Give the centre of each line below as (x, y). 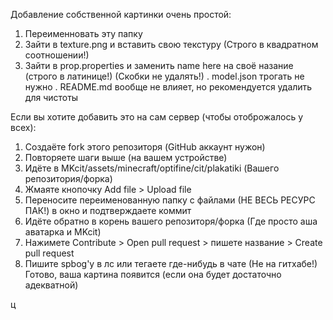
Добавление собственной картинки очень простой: (121, 14)
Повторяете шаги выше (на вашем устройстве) (126, 157)
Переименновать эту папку (83, 33)
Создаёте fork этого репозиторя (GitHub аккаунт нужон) (145, 147)
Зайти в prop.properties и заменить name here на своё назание (159, 65)
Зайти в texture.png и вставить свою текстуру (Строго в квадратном (171, 44)
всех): (23, 127)
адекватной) (51, 285)
